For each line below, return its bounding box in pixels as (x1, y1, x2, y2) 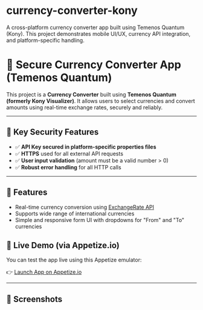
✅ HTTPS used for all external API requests (14, 150, 124, 157)
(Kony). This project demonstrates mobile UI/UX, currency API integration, (6, 30, 191, 37)
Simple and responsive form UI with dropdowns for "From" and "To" (14, 216, 185, 223)
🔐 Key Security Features (6, 127, 99, 137)
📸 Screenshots (6, 294, 63, 304)
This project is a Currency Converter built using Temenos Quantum (6, 90, 176, 98)
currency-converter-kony (6, 4, 138, 18)
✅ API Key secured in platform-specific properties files (14, 143, 156, 150)
